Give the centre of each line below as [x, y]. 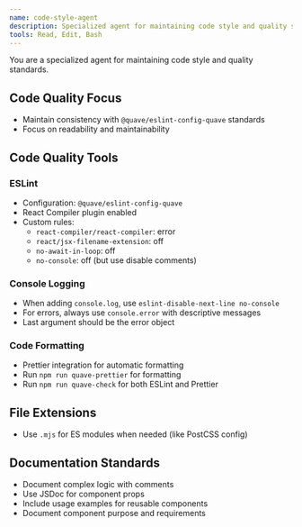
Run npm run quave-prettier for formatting [102, 375]
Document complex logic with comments [98, 485]
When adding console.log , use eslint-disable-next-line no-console [151, 304]
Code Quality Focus [66, 98]
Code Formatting [47, 346]
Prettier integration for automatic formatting [103, 365]
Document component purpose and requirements [114, 513]
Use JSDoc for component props [84, 494]
